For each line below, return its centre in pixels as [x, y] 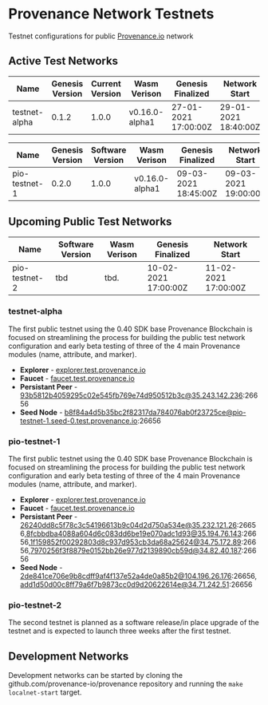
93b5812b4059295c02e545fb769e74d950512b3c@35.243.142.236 [131, 395]
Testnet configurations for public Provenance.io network [101, 36]
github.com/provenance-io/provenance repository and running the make [126, 684]
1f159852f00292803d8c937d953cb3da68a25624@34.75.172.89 [136, 542]
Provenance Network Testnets [111, 14]
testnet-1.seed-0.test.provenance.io [79, 421]
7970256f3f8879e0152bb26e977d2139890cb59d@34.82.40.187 [136, 551]
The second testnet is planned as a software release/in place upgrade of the [134, 623]
